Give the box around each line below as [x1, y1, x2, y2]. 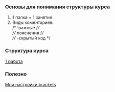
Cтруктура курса [5, 47, 49, 54]
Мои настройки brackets [5, 81, 56, 87]
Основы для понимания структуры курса [5, 3, 110, 10]
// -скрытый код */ [12, 35, 51, 41]
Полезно [5, 71, 27, 77]
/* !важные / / [12, 25, 40, 31]
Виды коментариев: [12, 19, 54, 25]
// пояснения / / [12, 30, 44, 36]
